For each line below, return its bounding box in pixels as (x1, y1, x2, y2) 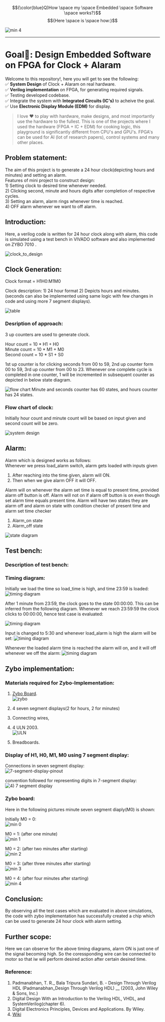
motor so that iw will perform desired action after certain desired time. (5, 956, 147, 962)
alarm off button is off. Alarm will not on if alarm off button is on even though (5, 492, 160, 498)
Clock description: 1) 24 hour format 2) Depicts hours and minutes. (5, 288, 140, 294)
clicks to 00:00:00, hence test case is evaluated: (5, 611, 104, 617)
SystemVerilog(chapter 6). (12, 1001, 65, 1007)
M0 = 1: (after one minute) (5, 831, 58, 836)
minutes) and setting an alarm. (5, 172, 67, 178)
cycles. (5, 193, 20, 199)
